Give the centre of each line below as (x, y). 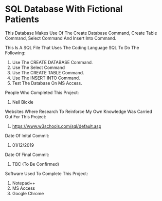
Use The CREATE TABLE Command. (48, 72)
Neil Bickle (23, 102)
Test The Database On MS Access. (47, 83)
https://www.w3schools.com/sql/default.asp (57, 126)
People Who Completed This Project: (42, 92)
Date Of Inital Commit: (27, 135)
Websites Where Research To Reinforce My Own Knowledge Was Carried (79, 112)
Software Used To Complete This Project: (47, 173)
